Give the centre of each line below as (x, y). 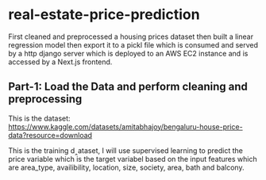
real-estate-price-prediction (104, 15)
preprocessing (45, 100)
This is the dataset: (39, 118)
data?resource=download (50, 135)
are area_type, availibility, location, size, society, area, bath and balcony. (126, 167)
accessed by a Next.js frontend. (60, 62)
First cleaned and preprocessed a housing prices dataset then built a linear (131, 36)
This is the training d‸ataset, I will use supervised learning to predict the (126, 150)
